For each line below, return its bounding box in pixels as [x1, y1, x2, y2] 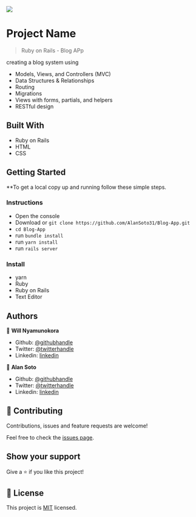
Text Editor [15, 293, 42, 301]
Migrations [15, 90, 42, 97]
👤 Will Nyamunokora [6, 326, 59, 334]
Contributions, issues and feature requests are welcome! [6, 422, 148, 429]
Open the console [15, 212, 60, 219]
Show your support [6, 451, 81, 462]
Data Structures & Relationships [15, 77, 95, 84]
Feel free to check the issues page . [6, 434, 94, 441]
